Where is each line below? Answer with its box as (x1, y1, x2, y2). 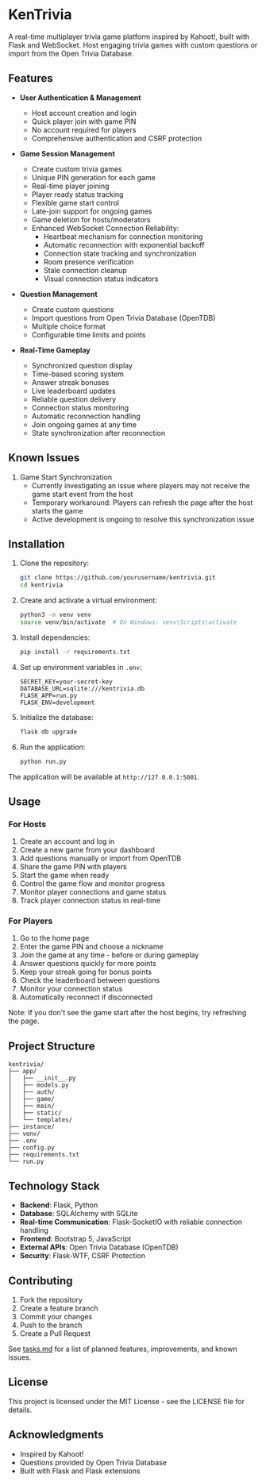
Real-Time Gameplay (19, 345, 91, 355)
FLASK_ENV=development (19, 699, 95, 706)
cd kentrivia (19, 581, 64, 589)
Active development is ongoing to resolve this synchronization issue (31, 514, 255, 524)
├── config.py (8, 1144, 56, 1152)
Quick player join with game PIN (31, 117, 137, 126)
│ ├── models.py (8, 1081, 69, 1089)
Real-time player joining (31, 181, 110, 191)
